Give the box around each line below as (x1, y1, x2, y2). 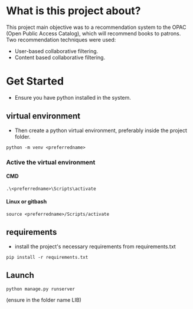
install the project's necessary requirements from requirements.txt (14, 243, 176, 250)
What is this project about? (6, 4, 141, 18)
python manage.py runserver (6, 286, 76, 292)
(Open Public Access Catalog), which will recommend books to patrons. (6, 29, 181, 37)
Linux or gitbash (6, 198, 47, 205)
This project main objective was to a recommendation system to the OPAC (6, 24, 187, 31)
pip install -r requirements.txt (6, 254, 89, 260)
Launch (6, 270, 34, 281)
